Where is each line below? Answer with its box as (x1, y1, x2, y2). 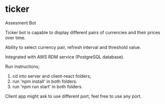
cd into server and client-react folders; (12, 73, 92, 79)
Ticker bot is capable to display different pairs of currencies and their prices (5, 29, 161, 35)
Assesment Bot (5, 20, 36, 26)
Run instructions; (5, 63, 40, 69)
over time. (5, 35, 26, 41)
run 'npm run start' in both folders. (12, 83, 83, 90)
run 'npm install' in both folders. (12, 78, 78, 84)
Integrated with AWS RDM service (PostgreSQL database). (5, 53, 125, 60)
